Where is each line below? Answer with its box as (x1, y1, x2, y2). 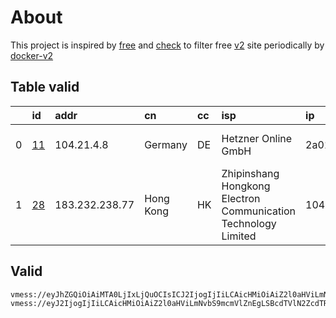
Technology (221, 216, 277, 230)
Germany (144, 137, 188, 151)
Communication (221, 204, 297, 218)
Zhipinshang (221, 166, 280, 180)
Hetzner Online (221, 131, 293, 145)
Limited (221, 229, 257, 243)
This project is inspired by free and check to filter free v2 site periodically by (10, 39, 325, 51)
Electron (221, 191, 261, 205)
